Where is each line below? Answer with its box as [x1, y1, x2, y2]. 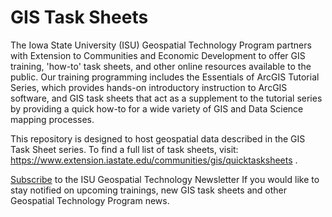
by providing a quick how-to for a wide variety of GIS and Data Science [10, 102, 304, 115]
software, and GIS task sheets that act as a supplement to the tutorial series [10, 92, 323, 104]
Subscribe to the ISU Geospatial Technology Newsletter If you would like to [10, 173, 320, 185]
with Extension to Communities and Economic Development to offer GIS [10, 49, 306, 61]
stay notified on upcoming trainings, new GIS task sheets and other [10, 184, 287, 196]
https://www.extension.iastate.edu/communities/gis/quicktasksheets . [10, 154, 298, 166]
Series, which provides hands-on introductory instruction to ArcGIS [10, 81, 288, 93]
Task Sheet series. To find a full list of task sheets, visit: [10, 143, 239, 155]
